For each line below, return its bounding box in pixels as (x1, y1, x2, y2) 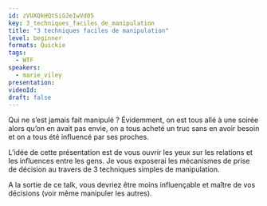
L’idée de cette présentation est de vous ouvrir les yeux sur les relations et (8, 148, 253, 157)
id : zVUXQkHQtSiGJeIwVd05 (8, 11, 94, 20)
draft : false (8, 93, 52, 101)
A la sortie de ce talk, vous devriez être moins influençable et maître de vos (8, 180, 256, 190)
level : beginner (8, 34, 62, 42)
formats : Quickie (8, 42, 66, 50)
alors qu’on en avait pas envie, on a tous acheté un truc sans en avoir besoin (8, 124, 260, 133)
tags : (8, 49, 26, 57)
